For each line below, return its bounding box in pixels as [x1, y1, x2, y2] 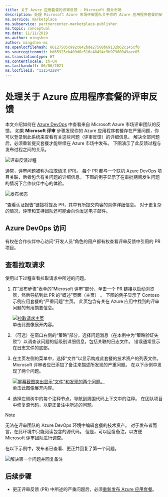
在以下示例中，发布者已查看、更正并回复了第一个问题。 [5, 445, 119, 451]
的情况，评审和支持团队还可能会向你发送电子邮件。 [5, 208, 110, 214]
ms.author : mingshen [5, 36, 48, 41]
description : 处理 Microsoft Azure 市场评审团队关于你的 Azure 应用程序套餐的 [5, 12, 159, 17]
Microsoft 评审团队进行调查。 [5, 435, 66, 441]
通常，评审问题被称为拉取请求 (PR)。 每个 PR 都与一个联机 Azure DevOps [5, 168, 156, 174]
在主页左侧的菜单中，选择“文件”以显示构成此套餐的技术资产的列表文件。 [12, 355, 161, 361]
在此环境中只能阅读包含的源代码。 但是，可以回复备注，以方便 [13, 428, 142, 434]
